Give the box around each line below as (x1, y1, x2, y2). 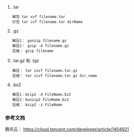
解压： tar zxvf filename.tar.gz (12, 68, 78, 73)
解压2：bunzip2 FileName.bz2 (12, 97, 69, 102)
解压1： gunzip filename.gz (12, 38, 67, 43)
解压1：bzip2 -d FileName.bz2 (12, 92, 71, 97)
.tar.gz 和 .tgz (12, 58, 39, 63)
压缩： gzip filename (12, 48, 54, 53)
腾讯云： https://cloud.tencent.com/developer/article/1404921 (5, 126, 129, 132)
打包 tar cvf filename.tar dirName (12, 19, 83, 24)
